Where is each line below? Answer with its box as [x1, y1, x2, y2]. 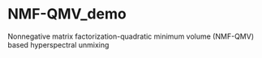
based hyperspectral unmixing [7, 39, 110, 49]
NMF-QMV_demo [7, 5, 127, 23]
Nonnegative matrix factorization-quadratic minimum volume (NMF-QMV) [7, 31, 255, 41]
